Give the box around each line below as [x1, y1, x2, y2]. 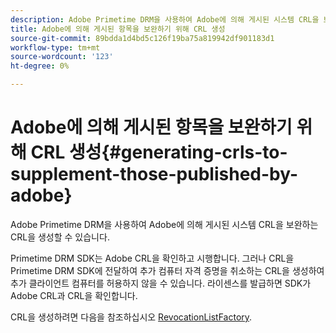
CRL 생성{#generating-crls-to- [30, 141, 288, 164]
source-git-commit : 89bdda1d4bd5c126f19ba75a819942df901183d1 [10, 33, 275, 43]
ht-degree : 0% [10, 61, 70, 71]
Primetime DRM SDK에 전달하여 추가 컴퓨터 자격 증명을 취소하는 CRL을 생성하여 [10, 264, 325, 276]
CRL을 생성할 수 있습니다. [10, 231, 110, 243]
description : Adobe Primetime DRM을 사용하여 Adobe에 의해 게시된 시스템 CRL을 [10, 14, 320, 25]
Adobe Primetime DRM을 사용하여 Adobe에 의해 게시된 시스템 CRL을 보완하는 [10, 218, 319, 230]
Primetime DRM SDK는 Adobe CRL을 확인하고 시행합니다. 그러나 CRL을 [10, 252, 295, 264]
